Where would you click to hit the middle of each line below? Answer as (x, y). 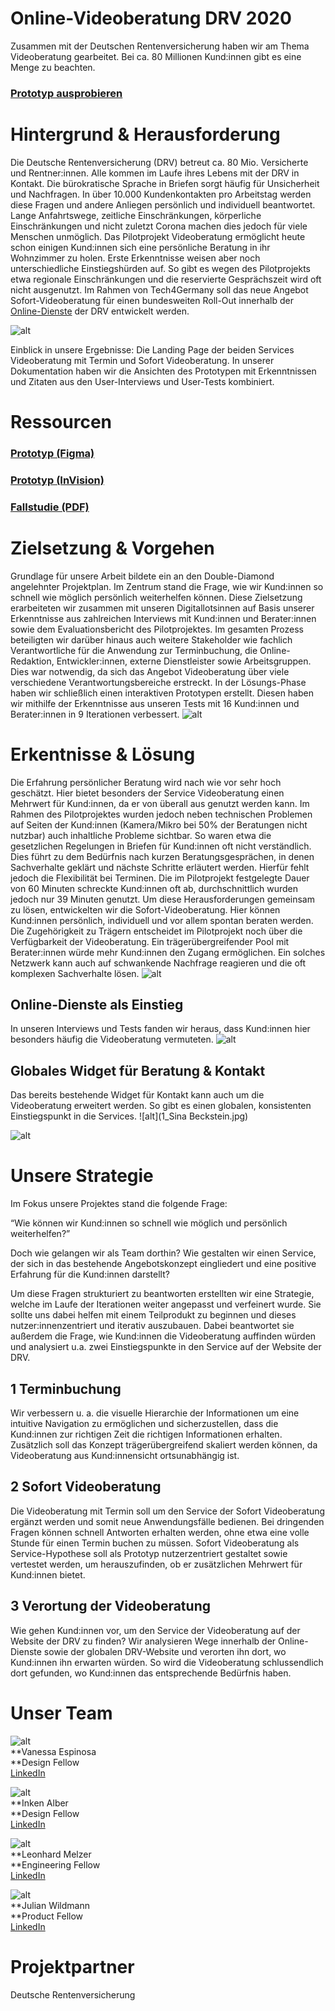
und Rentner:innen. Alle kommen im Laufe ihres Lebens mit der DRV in (155, 173)
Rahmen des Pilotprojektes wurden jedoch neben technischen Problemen (161, 814)
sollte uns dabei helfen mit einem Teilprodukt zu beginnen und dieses (153, 1315)
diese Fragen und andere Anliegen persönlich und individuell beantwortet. (163, 204)
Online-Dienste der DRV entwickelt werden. (100, 311)
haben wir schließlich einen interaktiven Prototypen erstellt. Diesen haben (162, 693)
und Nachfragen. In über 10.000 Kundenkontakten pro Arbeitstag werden (161, 194)
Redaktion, (32, 661)
